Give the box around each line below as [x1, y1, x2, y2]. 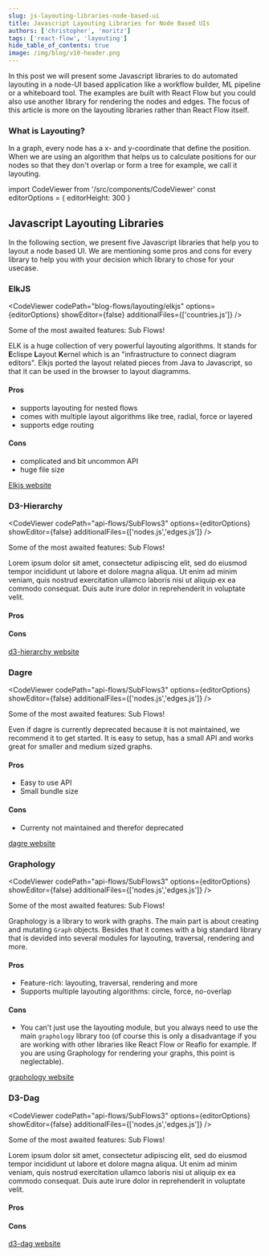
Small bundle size [19, 787, 79, 796]
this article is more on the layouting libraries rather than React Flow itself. [8, 105, 250, 115]
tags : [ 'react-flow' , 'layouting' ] [8, 34, 128, 43]
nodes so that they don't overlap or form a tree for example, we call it [8, 161, 238, 170]
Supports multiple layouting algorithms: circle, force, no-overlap [19, 986, 232, 996]
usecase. [8, 263, 39, 273]
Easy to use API [19, 778, 72, 787]
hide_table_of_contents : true [8, 42, 110, 50]
